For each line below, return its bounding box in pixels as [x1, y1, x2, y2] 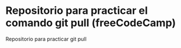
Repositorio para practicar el [5, 4, 148, 17]
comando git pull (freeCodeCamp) [5, 16, 176, 29]
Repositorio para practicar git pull [5, 35, 87, 42]
